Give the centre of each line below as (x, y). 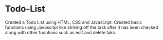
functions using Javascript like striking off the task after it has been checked (82, 27)
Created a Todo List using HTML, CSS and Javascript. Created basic (73, 22)
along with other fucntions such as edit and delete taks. (61, 32)
